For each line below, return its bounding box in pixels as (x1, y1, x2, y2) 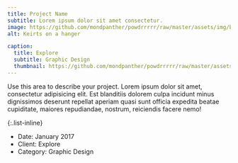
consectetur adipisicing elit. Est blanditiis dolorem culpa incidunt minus (7, 89, 215, 98)
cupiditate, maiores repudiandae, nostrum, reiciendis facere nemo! (7, 104, 202, 113)
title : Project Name (7, 10, 69, 18)
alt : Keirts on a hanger (7, 30, 81, 38)
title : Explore (13, 50, 59, 57)
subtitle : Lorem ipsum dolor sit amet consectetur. (7, 17, 163, 24)
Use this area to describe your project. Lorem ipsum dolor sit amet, (7, 82, 203, 91)
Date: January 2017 (17, 132, 74, 140)
